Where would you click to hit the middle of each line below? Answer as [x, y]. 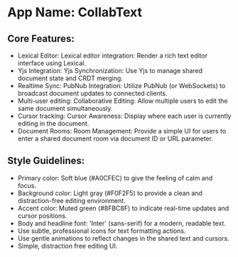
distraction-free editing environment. [71, 200]
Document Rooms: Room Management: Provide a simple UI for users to [122, 131]
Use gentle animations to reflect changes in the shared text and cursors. [123, 238]
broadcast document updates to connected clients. [93, 93]
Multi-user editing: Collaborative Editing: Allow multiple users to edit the [123, 101]
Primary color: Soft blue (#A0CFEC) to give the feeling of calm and [115, 177]
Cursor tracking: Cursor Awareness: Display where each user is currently [124, 116]
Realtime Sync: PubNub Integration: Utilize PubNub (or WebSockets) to [121, 86]
